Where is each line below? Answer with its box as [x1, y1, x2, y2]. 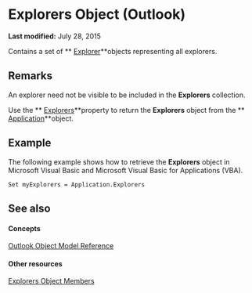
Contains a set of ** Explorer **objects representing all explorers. [8, 46, 218, 56]
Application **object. [8, 114, 74, 123]
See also [8, 201, 51, 215]
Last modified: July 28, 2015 [8, 31, 102, 41]
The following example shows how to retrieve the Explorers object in [8, 157, 230, 166]
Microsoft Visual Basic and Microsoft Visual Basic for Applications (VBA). [8, 165, 243, 175]
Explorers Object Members [8, 277, 95, 286]
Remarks [8, 69, 53, 83]
